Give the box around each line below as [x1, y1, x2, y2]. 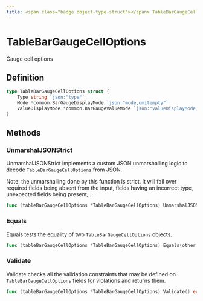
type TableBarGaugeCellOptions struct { [6, 88, 110, 94]
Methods [6, 128, 41, 138]
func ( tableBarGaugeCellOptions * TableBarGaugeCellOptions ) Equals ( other [6, 242, 196, 248]
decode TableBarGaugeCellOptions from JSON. [6, 166, 123, 173]
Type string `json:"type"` [17, 94, 85, 101]
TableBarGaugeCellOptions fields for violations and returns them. [6, 277, 166, 284]
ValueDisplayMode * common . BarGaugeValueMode [17, 105, 131, 111]
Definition [6, 72, 44, 82]
